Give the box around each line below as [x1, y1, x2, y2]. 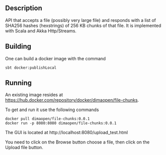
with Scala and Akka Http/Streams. [5, 27, 77, 34]
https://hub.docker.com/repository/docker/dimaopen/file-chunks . [5, 97, 139, 103]
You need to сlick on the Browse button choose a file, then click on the [5, 139, 150, 145]
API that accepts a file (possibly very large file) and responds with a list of [5, 17, 156, 23]
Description [5, 4, 42, 12]
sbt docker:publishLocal [5, 65, 57, 70]
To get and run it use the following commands [5, 107, 99, 113]
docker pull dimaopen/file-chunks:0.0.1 [5, 117, 90, 122]
